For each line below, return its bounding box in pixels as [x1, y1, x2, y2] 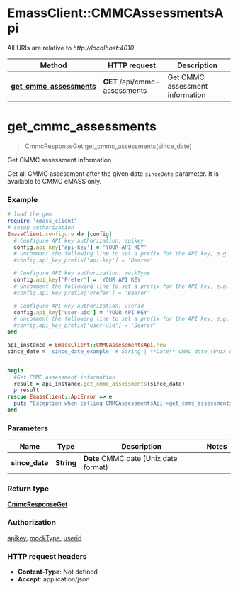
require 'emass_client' [7, 218, 78, 225]
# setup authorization [7, 223, 74, 231]
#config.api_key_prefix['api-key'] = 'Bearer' [13, 257, 154, 264]
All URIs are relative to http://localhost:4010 [7, 43, 135, 52]
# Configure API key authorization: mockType [13, 269, 151, 277]
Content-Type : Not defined [17, 567, 98, 576]
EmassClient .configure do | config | [7, 230, 113, 238]
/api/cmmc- [119, 77, 160, 87]
